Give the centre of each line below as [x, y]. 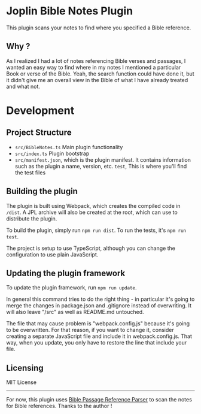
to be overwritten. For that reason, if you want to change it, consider [90, 330]
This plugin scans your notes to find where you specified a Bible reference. [99, 28]
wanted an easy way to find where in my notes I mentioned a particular [94, 67]
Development [40, 111]
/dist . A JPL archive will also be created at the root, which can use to [92, 212]
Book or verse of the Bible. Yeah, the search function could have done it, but [100, 74]
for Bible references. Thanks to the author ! [59, 406]
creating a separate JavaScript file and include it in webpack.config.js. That [99, 336]
